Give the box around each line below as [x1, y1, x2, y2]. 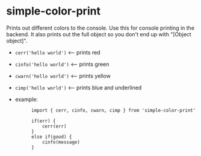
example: [14, 96, 38, 103]
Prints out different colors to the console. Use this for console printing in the [6, 24, 194, 31]
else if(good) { [31, 134, 72, 140]
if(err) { [31, 118, 56, 124]
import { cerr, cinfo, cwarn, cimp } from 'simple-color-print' [31, 107, 196, 113]
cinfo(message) [42, 139, 80, 145]
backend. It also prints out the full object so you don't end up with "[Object [6, 30, 191, 37]
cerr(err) [42, 123, 67, 129]
